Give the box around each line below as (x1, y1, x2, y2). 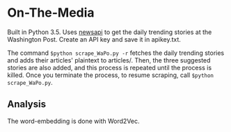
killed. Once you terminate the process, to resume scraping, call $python (7, 71, 214, 79)
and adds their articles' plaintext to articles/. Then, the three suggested (7, 56, 211, 64)
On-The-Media (7, 5, 95, 21)
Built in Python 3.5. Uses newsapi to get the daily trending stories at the (7, 28, 212, 36)
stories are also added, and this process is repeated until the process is (7, 63, 212, 72)
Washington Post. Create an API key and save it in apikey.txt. (7, 35, 181, 43)
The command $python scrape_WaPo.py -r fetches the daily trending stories (7, 49, 225, 57)
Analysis (7, 99, 47, 110)
